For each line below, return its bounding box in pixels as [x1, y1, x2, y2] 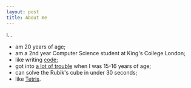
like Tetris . [15, 75, 41, 83]
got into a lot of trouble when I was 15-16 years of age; [15, 62, 152, 70]
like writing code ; [15, 56, 59, 63]
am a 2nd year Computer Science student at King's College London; [15, 49, 186, 56]
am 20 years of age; [15, 43, 65, 50]
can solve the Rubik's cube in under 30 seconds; [15, 69, 138, 76]
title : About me [6, 15, 47, 21]
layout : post [6, 8, 39, 15]
